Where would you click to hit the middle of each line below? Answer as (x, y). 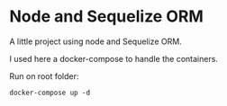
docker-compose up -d (50, 93)
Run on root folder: (44, 76)
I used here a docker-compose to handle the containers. (114, 58)
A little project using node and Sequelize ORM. (95, 41)
